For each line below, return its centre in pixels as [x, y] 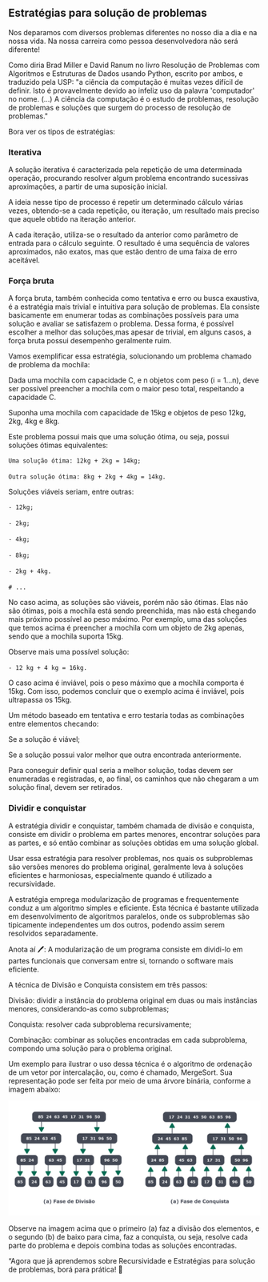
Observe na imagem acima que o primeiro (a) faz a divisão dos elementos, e [134, 1228]
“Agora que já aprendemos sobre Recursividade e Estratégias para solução [132, 1261]
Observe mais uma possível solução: [69, 652]
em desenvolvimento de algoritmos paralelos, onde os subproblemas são [129, 916]
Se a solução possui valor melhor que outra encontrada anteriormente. [125, 755]
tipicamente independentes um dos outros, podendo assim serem [117, 924]
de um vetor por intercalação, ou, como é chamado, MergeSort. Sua [121, 1072]
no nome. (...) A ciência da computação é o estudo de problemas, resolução [134, 98]
